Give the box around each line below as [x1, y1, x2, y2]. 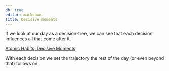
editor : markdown [5, 12, 42, 17]
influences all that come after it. [5, 36, 71, 42]
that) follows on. [5, 61, 39, 67]
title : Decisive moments [5, 17, 58, 22]
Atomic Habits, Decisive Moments [5, 46, 76, 52]
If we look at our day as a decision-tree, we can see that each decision [5, 31, 153, 37]
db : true [5, 7, 24, 13]
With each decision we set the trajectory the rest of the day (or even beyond [5, 55, 164, 61]
